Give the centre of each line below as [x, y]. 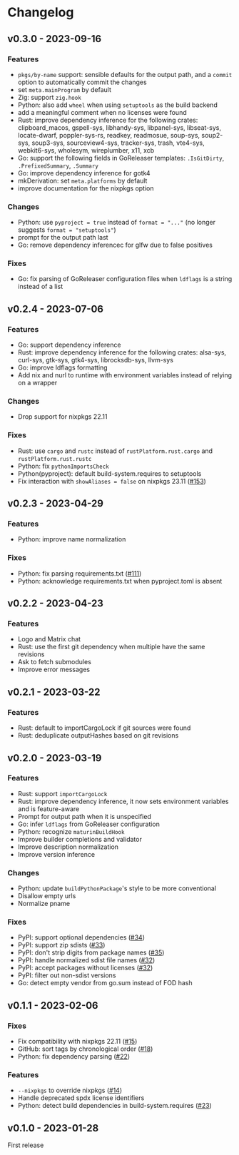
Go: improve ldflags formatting [63, 367]
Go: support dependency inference [69, 345]
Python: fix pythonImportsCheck [63, 466]
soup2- [212, 135]
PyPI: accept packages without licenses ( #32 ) [85, 968]
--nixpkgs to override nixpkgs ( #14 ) [70, 1090]
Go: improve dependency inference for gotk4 [84, 173]
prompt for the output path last [63, 238]
